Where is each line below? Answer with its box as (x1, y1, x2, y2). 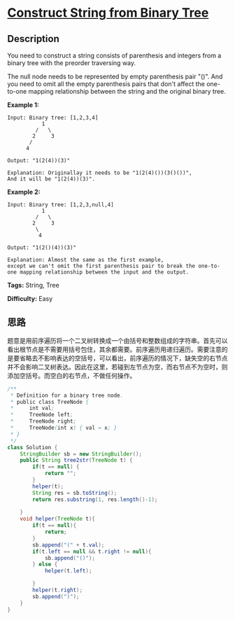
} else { (32, 561, 58, 568)
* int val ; (10, 404, 55, 412)
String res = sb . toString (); (32, 489, 117, 496)
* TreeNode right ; (10, 418, 77, 425)
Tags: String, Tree (7, 281, 59, 289)
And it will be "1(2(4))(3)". (7, 176, 96, 183)
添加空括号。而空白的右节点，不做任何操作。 (7, 371, 136, 379)
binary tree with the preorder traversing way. (7, 59, 136, 67)
